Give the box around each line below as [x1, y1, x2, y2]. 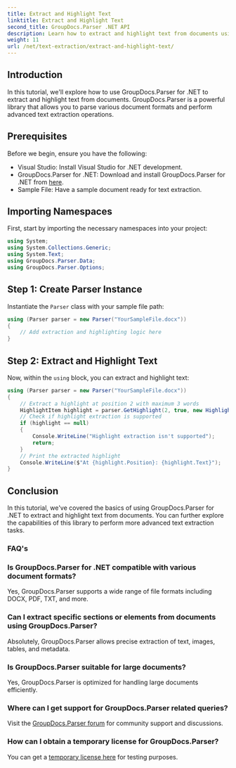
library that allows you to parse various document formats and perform [7, 103, 213, 111]
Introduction [7, 69, 63, 81]
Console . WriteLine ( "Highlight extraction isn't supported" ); [32, 433, 216, 440]
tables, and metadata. [7, 644, 70, 653]
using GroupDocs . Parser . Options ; [7, 264, 105, 271]
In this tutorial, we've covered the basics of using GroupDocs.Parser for [7, 504, 214, 512]
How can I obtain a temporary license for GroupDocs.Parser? [7, 736, 219, 746]
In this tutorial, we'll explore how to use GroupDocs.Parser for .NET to [7, 87, 209, 96]
